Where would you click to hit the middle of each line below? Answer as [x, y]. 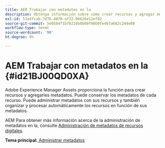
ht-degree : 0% [20, 37]
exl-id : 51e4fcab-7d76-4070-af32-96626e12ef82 [54, 19]
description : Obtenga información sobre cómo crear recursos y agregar [80, 14]
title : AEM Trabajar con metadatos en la [48, 10]
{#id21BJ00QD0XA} [47, 76]
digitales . [14, 130]
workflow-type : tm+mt [27, 28]
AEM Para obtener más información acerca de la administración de [73, 120]
